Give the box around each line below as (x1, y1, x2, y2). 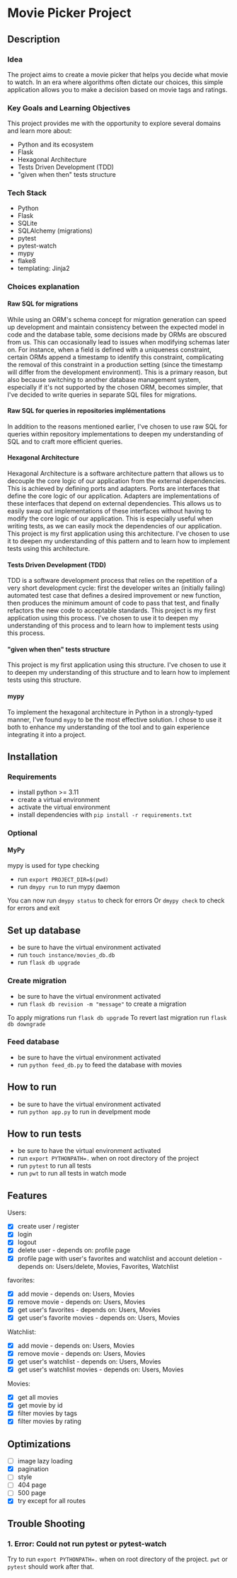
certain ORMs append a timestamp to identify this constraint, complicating (7, 352, 224, 361)
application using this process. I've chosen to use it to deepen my (7, 614, 199, 622)
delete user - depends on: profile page (17, 1246, 131, 1255)
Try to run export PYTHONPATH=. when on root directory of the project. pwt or (7, 1555, 229, 1564)
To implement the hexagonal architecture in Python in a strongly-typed (7, 707, 214, 716)
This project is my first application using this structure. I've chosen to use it (7, 661, 226, 669)
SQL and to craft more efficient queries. (7, 437, 123, 446)
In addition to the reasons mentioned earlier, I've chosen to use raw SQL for (7, 422, 228, 431)
